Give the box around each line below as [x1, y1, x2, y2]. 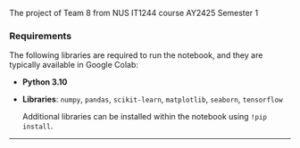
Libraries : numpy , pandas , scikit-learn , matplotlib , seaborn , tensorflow [21, 94, 283, 105]
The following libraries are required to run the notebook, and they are [9, 50, 263, 61]
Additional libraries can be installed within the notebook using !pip [21, 111, 268, 122]
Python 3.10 [21, 77, 68, 87]
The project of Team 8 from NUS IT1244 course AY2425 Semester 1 [9, 8, 259, 18]
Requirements [9, 29, 72, 42]
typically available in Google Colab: [9, 60, 138, 70]
